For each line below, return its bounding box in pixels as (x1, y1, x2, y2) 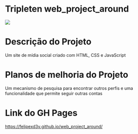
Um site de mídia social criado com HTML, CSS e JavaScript (5, 52, 126, 58)
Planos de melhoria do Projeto (5, 69, 129, 81)
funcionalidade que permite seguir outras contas (5, 90, 103, 96)
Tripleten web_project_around (5, 3, 129, 15)
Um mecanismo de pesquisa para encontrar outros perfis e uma (5, 85, 134, 91)
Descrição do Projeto (5, 36, 91, 47)
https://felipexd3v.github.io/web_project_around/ (5, 123, 103, 129)
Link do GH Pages (5, 108, 78, 118)
